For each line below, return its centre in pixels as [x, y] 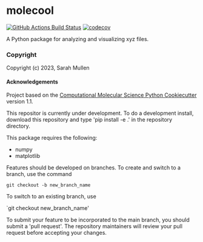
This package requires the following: [52, 138]
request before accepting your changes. [57, 233]
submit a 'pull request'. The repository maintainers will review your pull [95, 226]
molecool [30, 11]
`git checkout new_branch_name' [48, 208]
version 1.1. [20, 102]
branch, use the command [39, 174]
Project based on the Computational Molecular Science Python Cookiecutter [101, 95]
